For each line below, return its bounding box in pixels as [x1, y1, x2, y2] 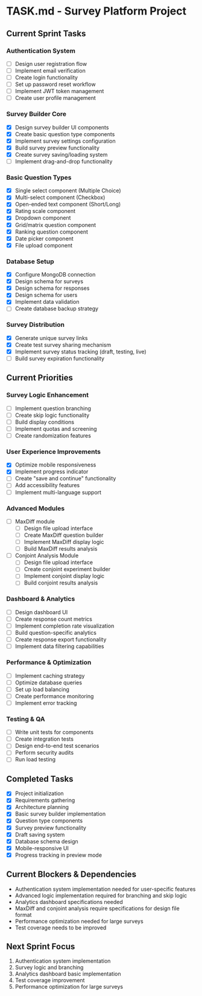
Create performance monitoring [14, 692, 94, 699]
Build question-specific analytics [14, 629, 96, 637]
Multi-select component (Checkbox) [14, 194, 106, 201]
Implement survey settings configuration [14, 137, 116, 145]
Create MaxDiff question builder [24, 531, 104, 539]
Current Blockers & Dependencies [6, 870, 137, 880]
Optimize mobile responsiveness [14, 461, 96, 468]
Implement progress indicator [14, 468, 89, 476]
